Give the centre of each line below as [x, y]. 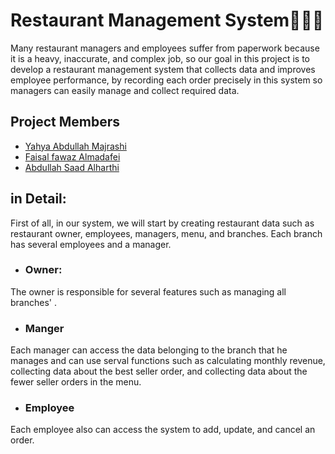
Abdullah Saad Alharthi [72, 167]
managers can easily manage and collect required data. [125, 90]
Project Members [65, 122]
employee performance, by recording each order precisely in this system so [166, 80]
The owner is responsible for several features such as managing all [148, 291]
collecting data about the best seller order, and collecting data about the [159, 371]
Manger [44, 328]
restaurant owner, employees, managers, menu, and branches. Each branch [166, 233]
